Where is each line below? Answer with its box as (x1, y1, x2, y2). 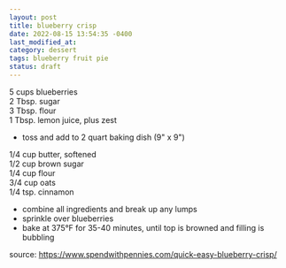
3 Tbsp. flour (9, 105, 57, 116)
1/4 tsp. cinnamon (9, 187, 74, 197)
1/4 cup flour (9, 167, 56, 178)
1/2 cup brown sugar (9, 158, 84, 169)
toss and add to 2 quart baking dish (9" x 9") (21, 132, 186, 142)
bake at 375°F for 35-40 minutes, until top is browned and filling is (21, 222, 265, 233)
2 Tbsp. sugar (9, 96, 60, 106)
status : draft (9, 63, 62, 72)
